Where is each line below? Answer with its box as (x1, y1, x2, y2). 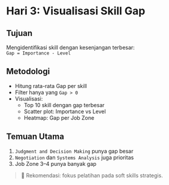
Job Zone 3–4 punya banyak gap (14, 160, 97, 167)
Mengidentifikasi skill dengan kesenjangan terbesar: (6, 44, 135, 51)
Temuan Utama (6, 132, 65, 142)
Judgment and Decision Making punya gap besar (14, 147, 134, 154)
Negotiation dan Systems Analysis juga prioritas (14, 154, 134, 161)
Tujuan (6, 28, 33, 38)
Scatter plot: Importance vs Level (23, 108, 106, 115)
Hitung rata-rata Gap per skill (14, 82, 87, 89)
